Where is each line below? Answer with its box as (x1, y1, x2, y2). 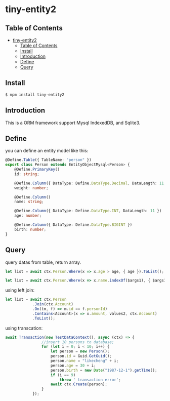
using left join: (5, 287, 35, 293)
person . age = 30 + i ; (50, 363, 96, 368)
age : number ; (14, 213, 42, 218)
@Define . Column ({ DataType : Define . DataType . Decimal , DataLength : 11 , (14, 181, 166, 186)
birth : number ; (14, 227, 47, 232)
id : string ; (14, 171, 39, 177)
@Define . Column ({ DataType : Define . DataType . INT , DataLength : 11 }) (14, 209, 162, 214)
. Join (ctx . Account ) (32, 302, 73, 307)
